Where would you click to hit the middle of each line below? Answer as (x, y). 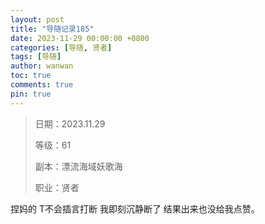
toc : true (31, 76)
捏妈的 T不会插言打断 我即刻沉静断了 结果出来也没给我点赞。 (135, 208)
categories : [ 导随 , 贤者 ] (61, 47)
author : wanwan (42, 66)
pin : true (31, 94)
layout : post (37, 19)
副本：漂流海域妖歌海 (78, 166)
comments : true (42, 85)
